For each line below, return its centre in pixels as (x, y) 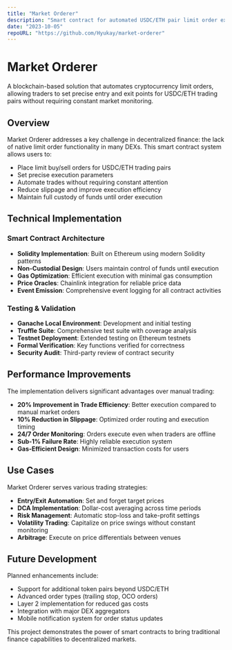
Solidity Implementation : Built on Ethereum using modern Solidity (111, 253)
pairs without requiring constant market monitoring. (80, 101)
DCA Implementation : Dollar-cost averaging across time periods (109, 508)
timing (26, 426)
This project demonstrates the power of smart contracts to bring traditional (114, 632)
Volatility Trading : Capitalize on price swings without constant (106, 523)
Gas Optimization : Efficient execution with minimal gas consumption (115, 276)
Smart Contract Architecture (56, 238)
